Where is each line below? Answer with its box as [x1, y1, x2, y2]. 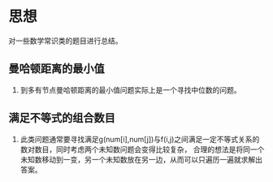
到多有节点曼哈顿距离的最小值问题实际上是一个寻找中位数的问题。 [19, 84, 241, 94]
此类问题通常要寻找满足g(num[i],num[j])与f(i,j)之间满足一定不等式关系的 [19, 134, 260, 144]
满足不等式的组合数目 [8, 111, 115, 125]
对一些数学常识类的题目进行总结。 [8, 36, 123, 45]
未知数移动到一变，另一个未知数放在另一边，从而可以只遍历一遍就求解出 [19, 154, 262, 164]
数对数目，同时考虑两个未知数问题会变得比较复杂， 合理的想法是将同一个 [19, 144, 265, 154]
